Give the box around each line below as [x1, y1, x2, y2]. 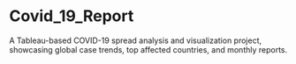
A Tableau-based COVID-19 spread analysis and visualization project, [9, 35, 262, 46]
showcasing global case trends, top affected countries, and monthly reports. [9, 44, 288, 54]
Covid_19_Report [9, 6, 134, 26]
